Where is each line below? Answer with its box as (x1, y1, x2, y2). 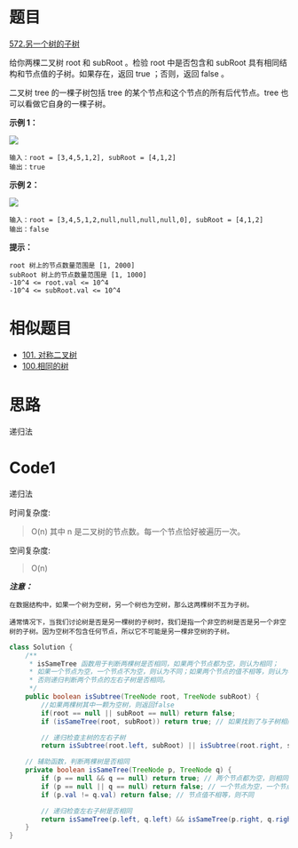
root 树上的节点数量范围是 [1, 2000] (9, 260, 136, 270)
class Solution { (9, 643, 74, 652)
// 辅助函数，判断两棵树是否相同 (25, 757, 130, 766)
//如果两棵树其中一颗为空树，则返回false (41, 700, 175, 709)
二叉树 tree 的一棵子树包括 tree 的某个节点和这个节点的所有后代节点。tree (9, 87, 279, 98)
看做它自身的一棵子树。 (24, 98, 111, 108)
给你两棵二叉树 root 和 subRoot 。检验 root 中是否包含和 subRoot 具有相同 (9, 57, 280, 68)
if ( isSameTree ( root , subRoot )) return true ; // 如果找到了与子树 (41, 716, 281, 726)
